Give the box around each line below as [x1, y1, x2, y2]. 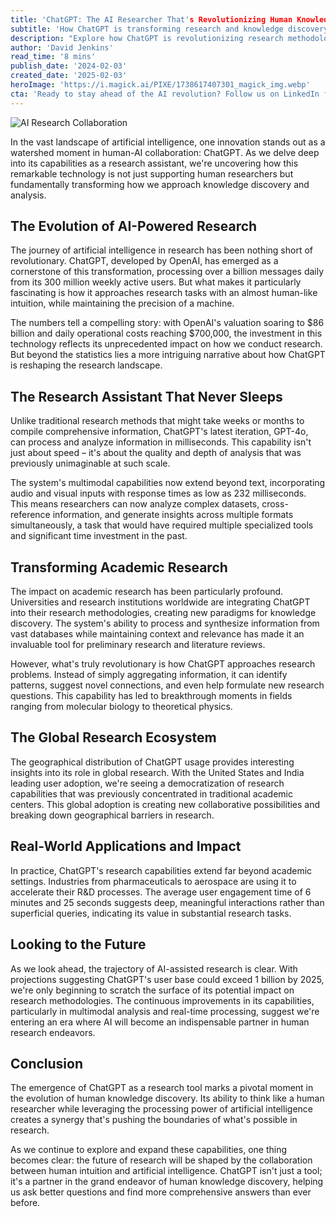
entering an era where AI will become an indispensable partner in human [10, 1016, 310, 1028]
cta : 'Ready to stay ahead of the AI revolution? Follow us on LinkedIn [10, 89, 320, 99]
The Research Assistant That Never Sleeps [10, 388, 283, 405]
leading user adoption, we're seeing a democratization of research [10, 777, 285, 789]
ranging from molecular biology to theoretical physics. [10, 701, 233, 713]
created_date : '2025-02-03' [10, 71, 128, 81]
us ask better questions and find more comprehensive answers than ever [10, 1186, 312, 1198]
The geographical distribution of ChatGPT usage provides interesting [10, 756, 295, 768]
